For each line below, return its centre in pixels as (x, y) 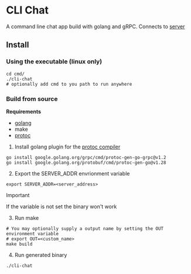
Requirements (24, 111)
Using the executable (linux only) (54, 62)
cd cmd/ (16, 74)
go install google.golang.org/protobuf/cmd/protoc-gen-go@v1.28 (86, 163)
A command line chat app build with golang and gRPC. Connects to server (96, 26)
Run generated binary (41, 255)
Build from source (32, 99)
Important (18, 195)
